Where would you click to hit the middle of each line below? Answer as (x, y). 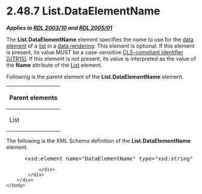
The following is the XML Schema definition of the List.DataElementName (99, 140)
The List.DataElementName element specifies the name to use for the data (100, 39)
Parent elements (33, 98)
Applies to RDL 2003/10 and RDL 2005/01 (59, 28)
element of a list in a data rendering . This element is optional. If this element (100, 46)
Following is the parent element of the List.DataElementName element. (95, 77)
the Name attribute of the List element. (54, 65)
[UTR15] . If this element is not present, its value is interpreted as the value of (101, 58)
